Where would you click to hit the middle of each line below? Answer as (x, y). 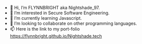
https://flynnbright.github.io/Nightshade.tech (56, 36)
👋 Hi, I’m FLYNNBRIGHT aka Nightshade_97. (55, 8)
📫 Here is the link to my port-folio (45, 29)
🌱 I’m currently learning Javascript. (46, 18)
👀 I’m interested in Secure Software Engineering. (60, 13)
